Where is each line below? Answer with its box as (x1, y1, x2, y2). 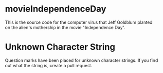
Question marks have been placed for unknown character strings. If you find (5, 57, 158, 63)
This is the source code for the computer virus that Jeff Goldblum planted (5, 19, 153, 25)
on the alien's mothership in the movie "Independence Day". (5, 24, 126, 30)
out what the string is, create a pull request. (5, 62, 92, 68)
